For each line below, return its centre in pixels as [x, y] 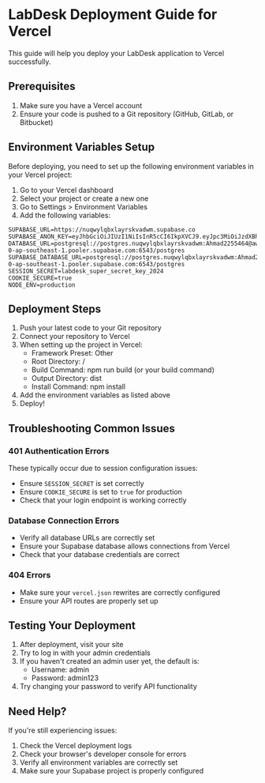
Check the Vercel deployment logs [76, 746]
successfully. [30, 62]
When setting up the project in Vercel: [81, 344]
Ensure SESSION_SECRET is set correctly [82, 484]
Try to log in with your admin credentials [85, 653]
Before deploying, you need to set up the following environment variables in [131, 166]
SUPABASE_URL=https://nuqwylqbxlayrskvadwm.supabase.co [102, 230]
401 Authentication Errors [59, 450]
